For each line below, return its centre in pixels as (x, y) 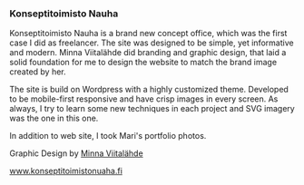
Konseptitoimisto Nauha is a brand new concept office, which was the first (148, 34)
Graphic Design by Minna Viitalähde (76, 153)
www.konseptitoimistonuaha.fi (66, 171)
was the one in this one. (54, 118)
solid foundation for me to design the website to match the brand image (143, 63)
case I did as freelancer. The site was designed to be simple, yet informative (152, 43)
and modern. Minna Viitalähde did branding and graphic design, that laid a (148, 53)
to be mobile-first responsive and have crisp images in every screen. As (144, 99)
